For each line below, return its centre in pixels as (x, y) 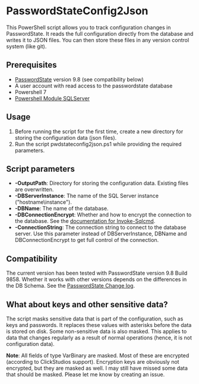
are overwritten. (34, 190)
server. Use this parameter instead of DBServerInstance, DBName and (101, 234)
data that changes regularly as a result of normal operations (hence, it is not (99, 338)
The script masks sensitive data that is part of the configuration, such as (95, 319)
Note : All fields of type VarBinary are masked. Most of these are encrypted (98, 355)
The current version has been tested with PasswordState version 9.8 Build (97, 273)
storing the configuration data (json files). (66, 137)
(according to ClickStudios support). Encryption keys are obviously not (93, 362)
